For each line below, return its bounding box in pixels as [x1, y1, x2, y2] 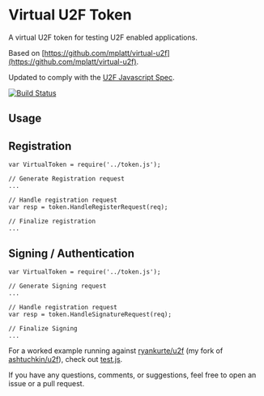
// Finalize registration [8, 217, 96, 226]
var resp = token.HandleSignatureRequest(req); [8, 310, 172, 318]
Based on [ [8, 48, 45, 57]
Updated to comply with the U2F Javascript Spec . [8, 72, 175, 82]
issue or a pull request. [8, 378, 85, 388]
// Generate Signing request [8, 282, 107, 290]
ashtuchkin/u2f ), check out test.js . [8, 354, 123, 364]
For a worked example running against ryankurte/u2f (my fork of [8, 346, 224, 356]
